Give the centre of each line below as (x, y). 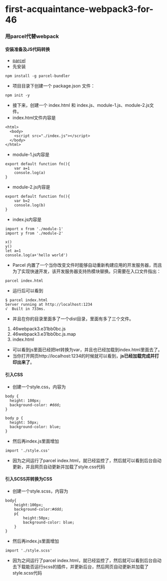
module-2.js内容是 (31, 187)
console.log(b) (30, 205)
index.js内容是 (27, 220)
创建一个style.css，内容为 (39, 387)
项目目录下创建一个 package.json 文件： (54, 86)
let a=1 (13, 251)
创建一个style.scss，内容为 (40, 491)
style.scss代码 (27, 573)
